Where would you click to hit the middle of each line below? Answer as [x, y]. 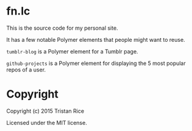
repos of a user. [26, 69]
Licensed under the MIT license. [47, 123]
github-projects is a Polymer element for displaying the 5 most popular [96, 63]
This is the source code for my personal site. [62, 28]
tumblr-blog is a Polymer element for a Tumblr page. [72, 51]
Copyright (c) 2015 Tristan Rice [45, 111]
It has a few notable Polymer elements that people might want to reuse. [96, 39]
